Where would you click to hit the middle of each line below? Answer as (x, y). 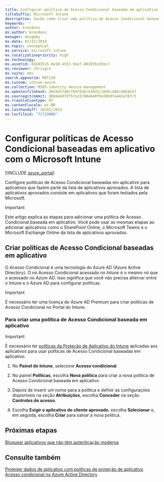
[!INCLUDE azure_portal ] (30, 173)
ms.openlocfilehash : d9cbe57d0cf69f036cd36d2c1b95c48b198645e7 (71, 92)
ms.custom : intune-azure (30, 82)
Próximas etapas (31, 430)
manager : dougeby (23, 37)
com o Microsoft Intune (53, 159)
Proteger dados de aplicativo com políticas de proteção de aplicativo (74, 469)
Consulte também (33, 458)
